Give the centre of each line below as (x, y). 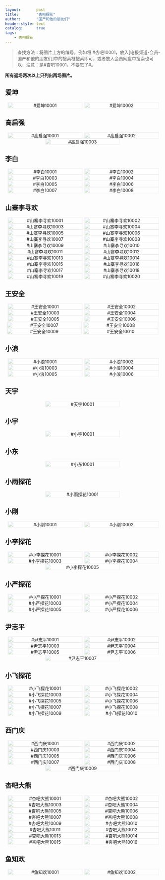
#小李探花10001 (45, 555)
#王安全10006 (122, 319)
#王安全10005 (45, 319)
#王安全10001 (45, 306)
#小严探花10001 (45, 597)
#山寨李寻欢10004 (121, 227)
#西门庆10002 (122, 743)
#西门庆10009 (82, 768)
